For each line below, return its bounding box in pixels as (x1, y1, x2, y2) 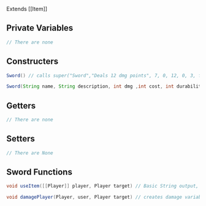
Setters (6, 134, 36, 144)
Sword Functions (6, 167, 72, 177)
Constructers (6, 56, 59, 67)
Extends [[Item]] (6, 6, 48, 12)
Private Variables (6, 23, 74, 33)
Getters (6, 101, 36, 111)
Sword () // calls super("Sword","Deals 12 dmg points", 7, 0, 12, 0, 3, (6, 72, 196, 78)
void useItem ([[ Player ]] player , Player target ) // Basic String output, (6, 183, 199, 189)
